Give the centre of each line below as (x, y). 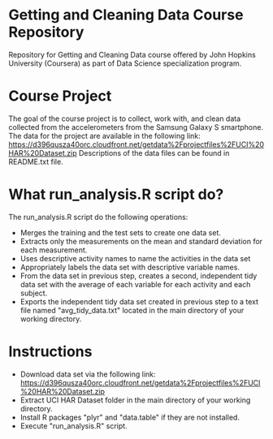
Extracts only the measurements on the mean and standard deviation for (141, 241)
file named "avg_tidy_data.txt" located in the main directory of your (132, 310)
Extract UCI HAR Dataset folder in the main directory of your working (135, 400)
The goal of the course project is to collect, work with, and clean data (125, 118)
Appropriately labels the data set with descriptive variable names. (130, 267)
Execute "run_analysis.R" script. (74, 426)
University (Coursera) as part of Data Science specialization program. (125, 63)
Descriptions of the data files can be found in (154, 153)
